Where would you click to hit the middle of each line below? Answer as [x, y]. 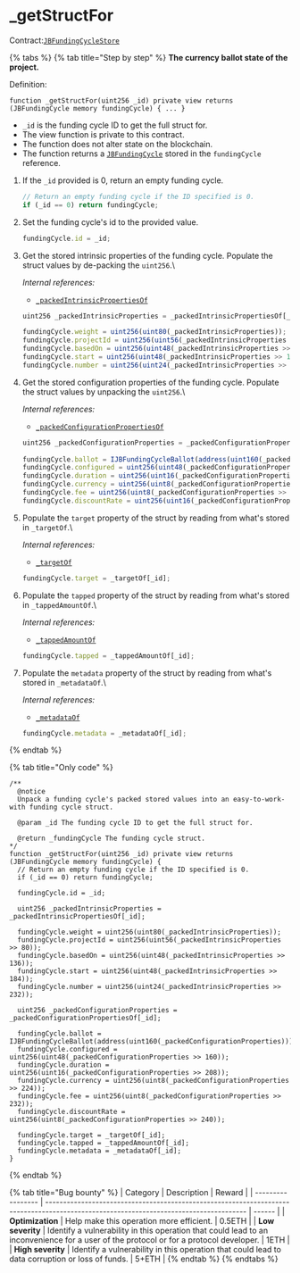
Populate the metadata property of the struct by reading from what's [147, 673]
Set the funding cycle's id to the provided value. [110, 222]
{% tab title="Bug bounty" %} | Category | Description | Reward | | [131, 1193]
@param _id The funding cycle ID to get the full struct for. [135, 823]
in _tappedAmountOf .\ [59, 604]
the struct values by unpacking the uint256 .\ [104, 391]
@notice [32, 792]
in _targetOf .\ [47, 527]
